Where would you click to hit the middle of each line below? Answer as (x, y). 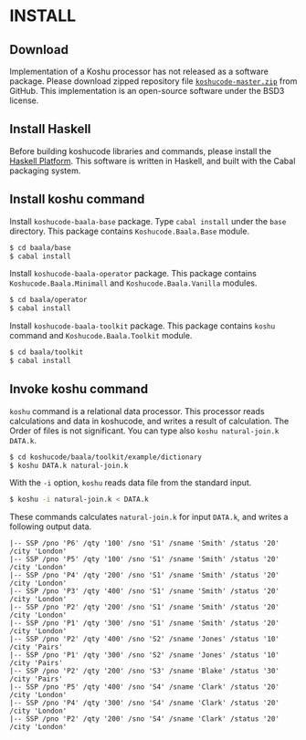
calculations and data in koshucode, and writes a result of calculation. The (149, 421)
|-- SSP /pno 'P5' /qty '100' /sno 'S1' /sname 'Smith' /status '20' (145, 559)
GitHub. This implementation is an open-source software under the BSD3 (147, 91)
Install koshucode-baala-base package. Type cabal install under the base (148, 221)
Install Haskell (50, 129)
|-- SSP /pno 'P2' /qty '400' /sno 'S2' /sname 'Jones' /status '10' (145, 640)
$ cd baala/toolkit (47, 352)
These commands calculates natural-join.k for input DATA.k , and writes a (149, 517)
